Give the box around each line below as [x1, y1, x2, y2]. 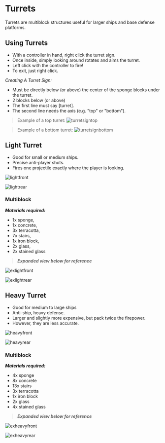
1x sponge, [12, 217, 34, 222]
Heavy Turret [5, 292, 46, 300]
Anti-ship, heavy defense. [12, 309, 65, 316]
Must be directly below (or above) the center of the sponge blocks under [12, 87, 160, 93]
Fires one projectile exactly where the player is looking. [12, 165, 125, 171]
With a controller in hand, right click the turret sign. [12, 52, 116, 58]
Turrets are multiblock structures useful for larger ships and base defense [5, 19, 155, 25]
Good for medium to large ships [12, 304, 77, 310]
